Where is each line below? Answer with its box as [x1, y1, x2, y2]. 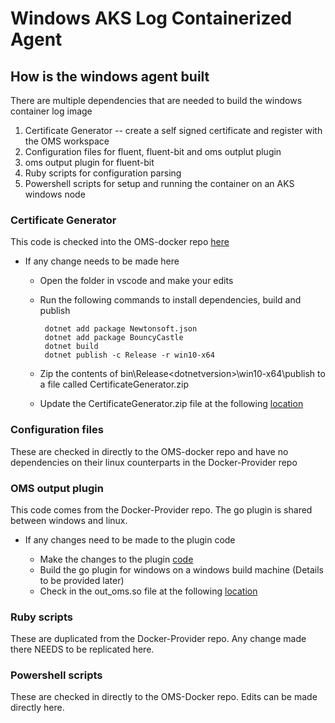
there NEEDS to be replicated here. [10, 643, 155, 656]
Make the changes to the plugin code [39, 553, 194, 565]
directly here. [10, 702, 65, 714]
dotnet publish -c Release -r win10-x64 [44, 350, 215, 361]
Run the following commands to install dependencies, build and [39, 294, 302, 306]
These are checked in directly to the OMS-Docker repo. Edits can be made [10, 691, 318, 703]
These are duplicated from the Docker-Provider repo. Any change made [10, 633, 307, 645]
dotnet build [44, 342, 99, 352]
